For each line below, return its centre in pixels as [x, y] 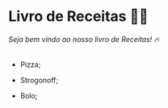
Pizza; [30, 64]
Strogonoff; [39, 81]
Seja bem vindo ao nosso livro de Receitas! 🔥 [84, 39]
